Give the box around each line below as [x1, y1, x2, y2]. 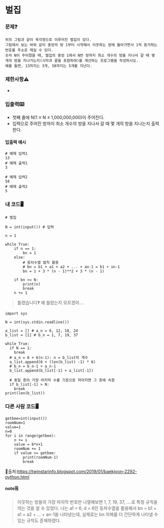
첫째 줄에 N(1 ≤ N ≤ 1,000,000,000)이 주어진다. [12, 115, 105, 121]
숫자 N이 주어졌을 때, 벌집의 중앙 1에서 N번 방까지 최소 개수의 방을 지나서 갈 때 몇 [5, 53, 155, 58]
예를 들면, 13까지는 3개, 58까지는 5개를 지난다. [5, 64, 93, 69]
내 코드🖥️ [5, 201, 24, 208]
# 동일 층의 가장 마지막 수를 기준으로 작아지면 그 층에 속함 [9, 377, 115, 383]
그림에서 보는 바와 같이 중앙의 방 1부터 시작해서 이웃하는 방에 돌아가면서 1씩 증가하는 [5, 42, 158, 47]
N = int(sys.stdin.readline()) [5, 320, 69, 325]
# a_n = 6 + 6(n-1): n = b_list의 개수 [9, 355, 89, 360]
